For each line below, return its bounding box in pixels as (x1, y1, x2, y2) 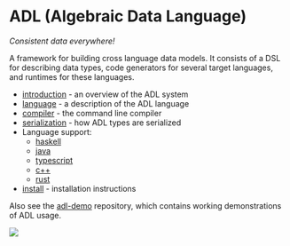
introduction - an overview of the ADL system (21, 89, 189, 99)
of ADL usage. (9, 210, 62, 220)
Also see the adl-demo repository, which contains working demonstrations (9, 200, 282, 210)
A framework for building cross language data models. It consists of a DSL (9, 52, 281, 63)
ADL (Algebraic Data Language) (9, 6, 247, 27)
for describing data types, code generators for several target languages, (9, 62, 273, 73)
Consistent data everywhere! (9, 36, 115, 46)
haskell (35, 136, 62, 147)
